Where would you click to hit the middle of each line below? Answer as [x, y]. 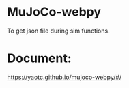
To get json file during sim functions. [59, 31]
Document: [39, 58]
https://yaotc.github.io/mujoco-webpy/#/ [64, 77]
